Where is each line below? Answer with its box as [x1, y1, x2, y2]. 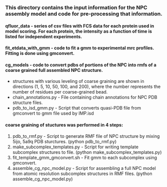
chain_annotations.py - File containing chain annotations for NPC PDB [12, 95, 157, 101]
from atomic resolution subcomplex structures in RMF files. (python [12, 170, 152, 176]
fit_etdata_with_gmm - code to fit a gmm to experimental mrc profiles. [5, 45, 154, 51]
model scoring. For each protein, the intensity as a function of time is [5, 28, 152, 34]
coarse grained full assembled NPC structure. [5, 67, 103, 73]
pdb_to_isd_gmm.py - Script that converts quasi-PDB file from [12, 105, 141, 111]
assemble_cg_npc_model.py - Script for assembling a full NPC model [12, 165, 156, 171]
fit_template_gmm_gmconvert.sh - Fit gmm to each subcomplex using [12, 154, 157, 160]
